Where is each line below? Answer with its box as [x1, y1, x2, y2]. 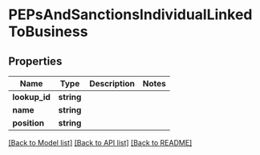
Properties [8, 54, 63, 68]
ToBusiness [8, 22, 88, 41]
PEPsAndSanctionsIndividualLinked [8, 6, 253, 24]
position [12, 117, 45, 129]
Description [89, 78, 135, 89]
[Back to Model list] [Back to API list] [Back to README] [8, 138, 193, 147]
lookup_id [12, 92, 51, 102]
